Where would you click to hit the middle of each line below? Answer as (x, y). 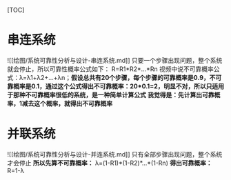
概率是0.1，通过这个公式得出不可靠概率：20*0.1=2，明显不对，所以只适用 (118, 86)
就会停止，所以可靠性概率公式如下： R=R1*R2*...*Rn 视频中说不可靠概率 (110, 69)
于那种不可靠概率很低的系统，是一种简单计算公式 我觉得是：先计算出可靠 (111, 94)
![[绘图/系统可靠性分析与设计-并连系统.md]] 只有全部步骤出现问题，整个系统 (115, 154)
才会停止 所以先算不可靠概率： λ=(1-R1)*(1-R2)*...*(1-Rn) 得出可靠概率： (110, 163)
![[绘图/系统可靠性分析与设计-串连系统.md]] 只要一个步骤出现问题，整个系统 (115, 60)
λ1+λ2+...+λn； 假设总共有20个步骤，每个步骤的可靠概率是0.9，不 (121, 77)
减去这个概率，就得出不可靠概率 (67, 103)
